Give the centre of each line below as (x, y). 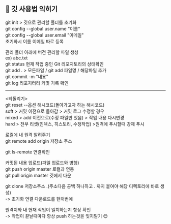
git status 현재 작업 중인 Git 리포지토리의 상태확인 (54, 64)
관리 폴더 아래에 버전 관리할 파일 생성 (42, 52)
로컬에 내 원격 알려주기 (28, 135)
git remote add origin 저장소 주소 (39, 141)
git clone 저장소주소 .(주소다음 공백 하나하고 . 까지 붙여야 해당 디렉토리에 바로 (82, 186)
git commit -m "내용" (27, 76)
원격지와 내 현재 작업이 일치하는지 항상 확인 (48, 209)
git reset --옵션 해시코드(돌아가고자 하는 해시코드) (55, 105)
